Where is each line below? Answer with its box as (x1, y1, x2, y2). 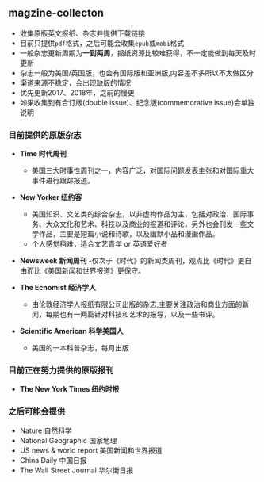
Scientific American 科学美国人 (19, 327, 124, 336)
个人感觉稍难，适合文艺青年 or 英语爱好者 (31, 239, 168, 249)
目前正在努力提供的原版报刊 (8, 365, 114, 376)
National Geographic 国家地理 (19, 435, 117, 445)
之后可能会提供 (8, 406, 66, 417)
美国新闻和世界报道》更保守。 (47, 266, 145, 276)
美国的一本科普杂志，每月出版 (31, 343, 129, 353)
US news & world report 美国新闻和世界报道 (19, 446, 163, 455)
